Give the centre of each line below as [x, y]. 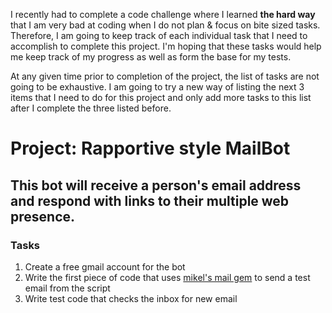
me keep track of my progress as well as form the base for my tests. [151, 57]
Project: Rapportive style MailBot [150, 148]
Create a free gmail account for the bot [105, 266]
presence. [43, 216]
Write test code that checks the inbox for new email [131, 298]
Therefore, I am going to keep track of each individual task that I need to [159, 35]
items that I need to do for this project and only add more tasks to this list [161, 97]
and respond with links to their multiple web [150, 200]
